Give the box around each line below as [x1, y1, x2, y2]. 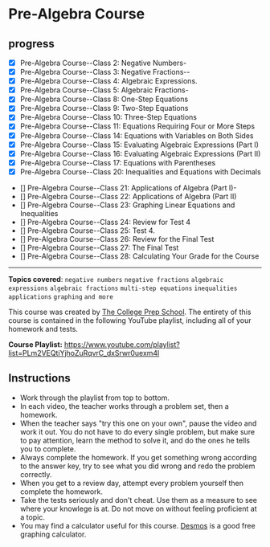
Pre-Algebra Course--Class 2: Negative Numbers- [19, 58, 187, 67]
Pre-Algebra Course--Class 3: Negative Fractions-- [19, 67, 190, 77]
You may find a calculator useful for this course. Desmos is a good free [19, 520, 256, 530]
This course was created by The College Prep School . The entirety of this [8, 307, 252, 316]
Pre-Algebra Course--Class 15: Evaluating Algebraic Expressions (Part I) [19, 140, 260, 149]
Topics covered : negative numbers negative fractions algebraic [8, 274, 224, 284]
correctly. [19, 469, 52, 479]
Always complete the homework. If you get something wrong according [19, 452, 257, 462]
